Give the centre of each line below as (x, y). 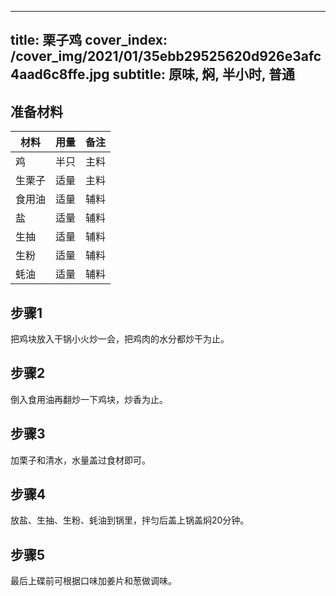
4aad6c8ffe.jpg (60, 74)
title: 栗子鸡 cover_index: (89, 40)
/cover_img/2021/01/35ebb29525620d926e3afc (166, 56)
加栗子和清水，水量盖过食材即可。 (80, 460)
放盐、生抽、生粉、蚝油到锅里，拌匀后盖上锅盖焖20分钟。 (130, 520)
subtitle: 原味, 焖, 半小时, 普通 (203, 74)
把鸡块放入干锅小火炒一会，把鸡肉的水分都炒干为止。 (120, 339)
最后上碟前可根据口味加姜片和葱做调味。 (93, 581)
